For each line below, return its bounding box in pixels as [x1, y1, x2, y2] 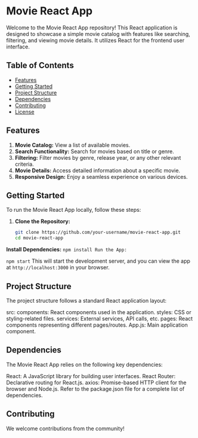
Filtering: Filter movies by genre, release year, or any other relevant [14, 154, 181, 161]
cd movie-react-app [14, 235, 64, 241]
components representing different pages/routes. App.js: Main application [6, 321, 188, 328]
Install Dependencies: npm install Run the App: [6, 246, 127, 253]
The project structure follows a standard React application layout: [6, 297, 167, 304]
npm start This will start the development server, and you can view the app [6, 257, 191, 264]
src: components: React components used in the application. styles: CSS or [6, 308, 192, 315]
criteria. [14, 160, 34, 168]
